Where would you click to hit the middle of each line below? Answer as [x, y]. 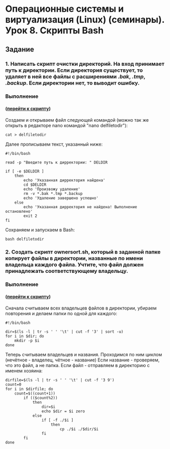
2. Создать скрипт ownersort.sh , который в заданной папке [83, 251]
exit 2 [30, 216]
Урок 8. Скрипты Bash [55, 31]
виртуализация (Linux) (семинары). [85, 20]
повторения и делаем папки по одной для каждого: [61, 313]
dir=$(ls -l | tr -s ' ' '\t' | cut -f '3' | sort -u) [64, 331]
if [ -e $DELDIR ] [25, 171]
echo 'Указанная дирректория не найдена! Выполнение [80, 207]
